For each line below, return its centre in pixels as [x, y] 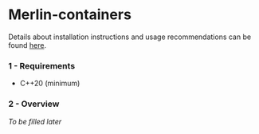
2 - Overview [34, 104]
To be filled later [35, 121]
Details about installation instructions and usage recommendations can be [130, 37]
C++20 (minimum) [50, 83]
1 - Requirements [42, 65]
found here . [27, 45]
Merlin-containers [70, 15]
